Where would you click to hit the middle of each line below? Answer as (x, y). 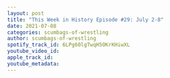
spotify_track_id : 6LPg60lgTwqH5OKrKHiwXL (69, 45)
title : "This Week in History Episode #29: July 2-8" (86, 20)
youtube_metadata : (33, 64)
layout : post (26, 13)
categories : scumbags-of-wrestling (58, 32)
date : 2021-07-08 (32, 26)
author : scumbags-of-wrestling (52, 39)
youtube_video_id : (33, 52)
